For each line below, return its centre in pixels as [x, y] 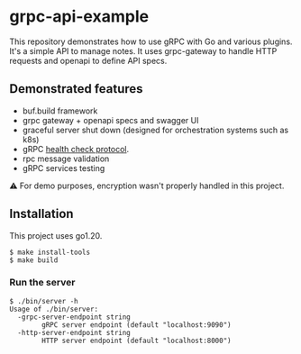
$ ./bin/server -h [44, 301]
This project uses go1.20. [56, 235]
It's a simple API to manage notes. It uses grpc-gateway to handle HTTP [143, 50]
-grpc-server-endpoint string [74, 317]
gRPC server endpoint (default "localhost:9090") [137, 325]
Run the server [42, 283]
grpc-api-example [79, 17]
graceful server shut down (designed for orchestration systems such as [155, 130]
